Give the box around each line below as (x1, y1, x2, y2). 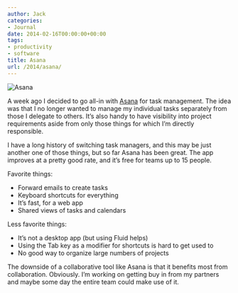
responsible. (7, 127, 44, 135)
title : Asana (7, 57, 46, 64)
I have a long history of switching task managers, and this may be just (7, 140, 212, 149)
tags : (7, 37, 23, 44)
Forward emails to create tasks (17, 183, 109, 192)
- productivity (7, 43, 53, 50)
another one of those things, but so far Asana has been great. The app (7, 148, 214, 156)
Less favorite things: (7, 220, 67, 228)
